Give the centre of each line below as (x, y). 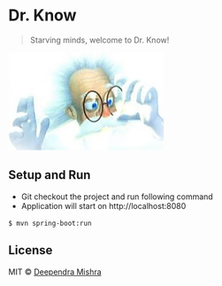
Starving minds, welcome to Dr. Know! (100, 40)
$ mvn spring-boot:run (50, 223)
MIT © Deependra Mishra (55, 272)
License (31, 250)
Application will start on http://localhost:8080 (103, 205)
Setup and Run (50, 175)
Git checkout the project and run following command (117, 197)
